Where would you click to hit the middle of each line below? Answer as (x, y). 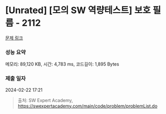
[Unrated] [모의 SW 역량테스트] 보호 (78, 10)
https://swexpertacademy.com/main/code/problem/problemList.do (88, 106)
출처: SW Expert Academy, (45, 100)
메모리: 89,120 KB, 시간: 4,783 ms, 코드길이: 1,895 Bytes (62, 64)
